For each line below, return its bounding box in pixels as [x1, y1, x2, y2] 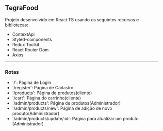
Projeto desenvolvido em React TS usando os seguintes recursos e [5, 16, 139, 22]
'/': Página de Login [12, 80, 51, 85]
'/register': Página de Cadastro [12, 85, 74, 91]
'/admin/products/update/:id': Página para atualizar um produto [12, 116, 139, 122]
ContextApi [12, 31, 35, 37]
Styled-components [12, 36, 52, 42]
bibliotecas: [5, 22, 28, 28]
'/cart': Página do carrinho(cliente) [12, 95, 81, 101]
